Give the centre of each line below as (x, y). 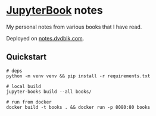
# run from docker (29, 102)
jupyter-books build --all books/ (49, 92)
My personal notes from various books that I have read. (74, 27)
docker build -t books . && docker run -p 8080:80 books (78, 107)
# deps (14, 71)
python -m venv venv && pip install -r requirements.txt (78, 76)
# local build (24, 86)
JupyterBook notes (54, 10)
